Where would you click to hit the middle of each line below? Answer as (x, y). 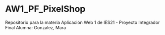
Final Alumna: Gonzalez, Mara (36, 27)
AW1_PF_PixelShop (45, 9)
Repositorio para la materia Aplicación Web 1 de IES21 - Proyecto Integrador (82, 22)
